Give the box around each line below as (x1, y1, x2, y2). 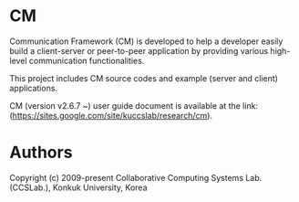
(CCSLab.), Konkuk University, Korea (9, 182, 148, 193)
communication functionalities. (28, 55, 145, 66)
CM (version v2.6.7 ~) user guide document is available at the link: (9, 100, 258, 111)
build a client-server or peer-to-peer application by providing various (9, 45, 269, 56)
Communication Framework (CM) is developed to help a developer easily (9, 36, 284, 47)
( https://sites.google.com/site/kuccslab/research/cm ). (9, 110, 212, 121)
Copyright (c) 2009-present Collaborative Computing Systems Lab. (9, 172, 263, 183)
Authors (9, 143, 73, 163)
